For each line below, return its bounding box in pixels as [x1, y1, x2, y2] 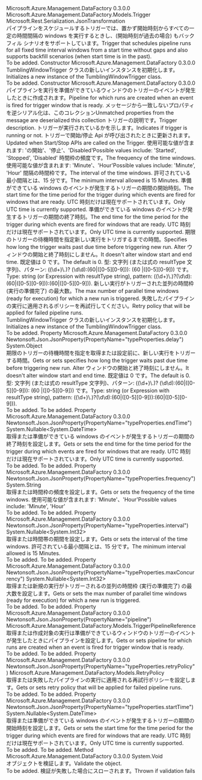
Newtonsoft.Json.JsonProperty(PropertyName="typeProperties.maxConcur [6, 569, 195, 576]
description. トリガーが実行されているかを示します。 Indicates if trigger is [6, 124, 188, 131]
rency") [6, 576, 25, 582]
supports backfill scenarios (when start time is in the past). [6, 53, 152, 60]
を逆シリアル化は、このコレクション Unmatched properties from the [6, 109, 174, 116]
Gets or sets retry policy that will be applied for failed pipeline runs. [16, 684, 182, 691]
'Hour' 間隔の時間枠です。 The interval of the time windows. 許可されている [6, 170, 191, 176]
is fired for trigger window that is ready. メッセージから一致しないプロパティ [6, 102, 195, 109]
